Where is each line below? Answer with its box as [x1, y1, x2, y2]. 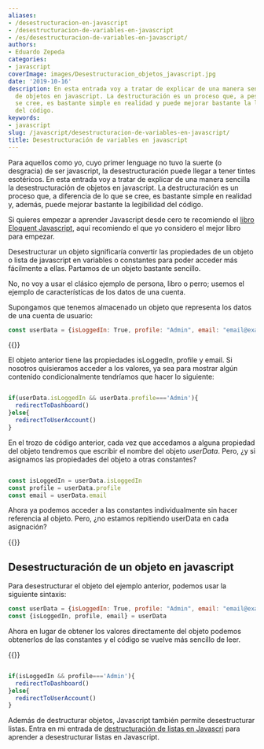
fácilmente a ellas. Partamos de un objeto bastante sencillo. [8, 263, 201, 273]
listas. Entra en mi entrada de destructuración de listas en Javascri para [8, 724, 240, 733]
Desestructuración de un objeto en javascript [8, 560, 234, 573]
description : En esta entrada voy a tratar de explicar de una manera [8, 84, 244, 93]
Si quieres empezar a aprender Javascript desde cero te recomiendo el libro [8, 214, 255, 224]
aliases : [8, 11, 37, 20]
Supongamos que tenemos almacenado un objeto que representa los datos [8, 302, 252, 312]
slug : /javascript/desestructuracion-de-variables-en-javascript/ [8, 128, 230, 136]
